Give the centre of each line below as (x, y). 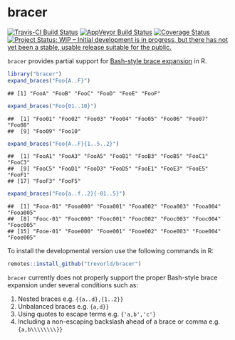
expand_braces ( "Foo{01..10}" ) (52, 106)
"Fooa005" (22, 213)
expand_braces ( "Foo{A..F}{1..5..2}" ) (63, 144)
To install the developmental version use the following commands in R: (111, 251)
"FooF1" (19, 175)
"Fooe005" (22, 238)
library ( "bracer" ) (35, 74)
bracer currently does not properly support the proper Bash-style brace (113, 277)
